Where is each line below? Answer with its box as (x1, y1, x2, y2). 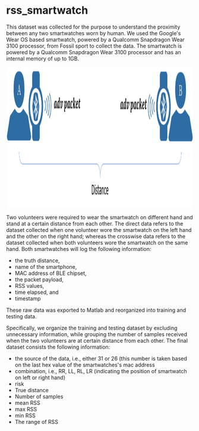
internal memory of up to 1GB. (6, 55, 80, 62)
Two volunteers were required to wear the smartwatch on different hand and (6, 213, 193, 221)
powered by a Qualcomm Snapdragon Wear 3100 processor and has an (6, 48, 181, 55)
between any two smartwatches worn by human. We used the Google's (6, 29, 181, 36)
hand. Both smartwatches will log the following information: (6, 245, 151, 252)
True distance (14, 386, 49, 393)
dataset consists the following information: (6, 343, 110, 351)
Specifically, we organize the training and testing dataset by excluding (6, 324, 178, 331)
